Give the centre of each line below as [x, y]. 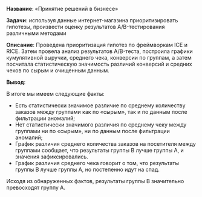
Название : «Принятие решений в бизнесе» [62, 9]
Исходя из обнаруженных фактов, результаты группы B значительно [95, 181]
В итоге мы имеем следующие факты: [55, 94]
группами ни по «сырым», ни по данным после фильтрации [93, 131]
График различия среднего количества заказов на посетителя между [106, 144]
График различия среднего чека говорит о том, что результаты [97, 163]
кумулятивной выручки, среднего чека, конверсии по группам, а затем [99, 58]
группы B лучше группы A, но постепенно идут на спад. [87, 169]
